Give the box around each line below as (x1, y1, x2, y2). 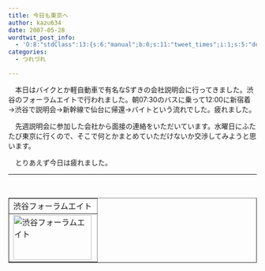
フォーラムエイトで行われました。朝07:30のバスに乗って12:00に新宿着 (21, 95, 251, 104)
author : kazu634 (8, 19, 62, 27)
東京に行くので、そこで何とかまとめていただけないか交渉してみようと (21, 131, 250, 140)
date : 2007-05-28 (8, 26, 65, 34)
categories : (8, 48, 47, 56)
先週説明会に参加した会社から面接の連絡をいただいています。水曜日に (14, 121, 243, 131)
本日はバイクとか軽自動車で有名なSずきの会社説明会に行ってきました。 (14, 84, 247, 95)
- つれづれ (15, 56, 46, 64)
